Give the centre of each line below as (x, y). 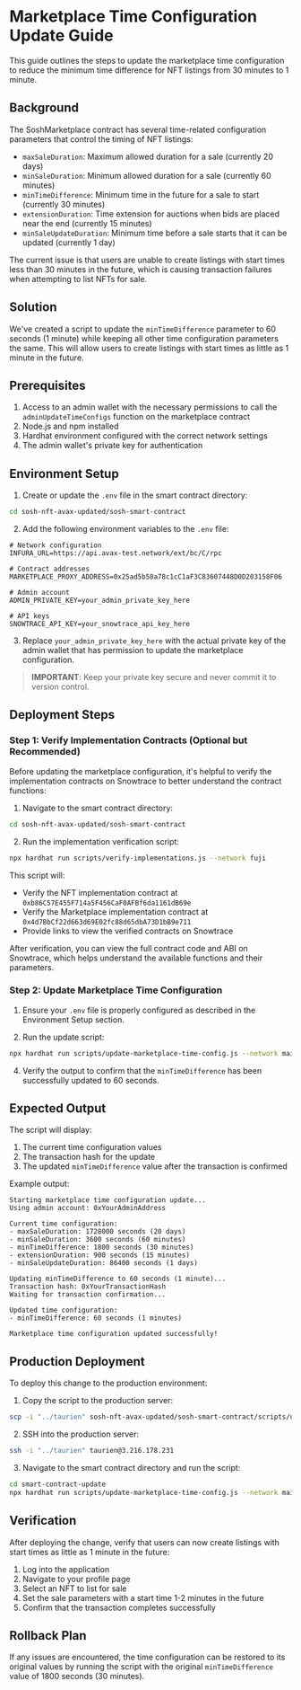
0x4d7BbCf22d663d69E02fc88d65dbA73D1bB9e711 (107, 922)
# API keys (30, 616)
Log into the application (66, 1569)
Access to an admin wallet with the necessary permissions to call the (150, 407)
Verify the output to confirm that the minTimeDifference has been (142, 1070)
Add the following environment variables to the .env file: (125, 529)
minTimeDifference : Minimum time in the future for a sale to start (141, 194)
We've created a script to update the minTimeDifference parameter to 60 (142, 329)
